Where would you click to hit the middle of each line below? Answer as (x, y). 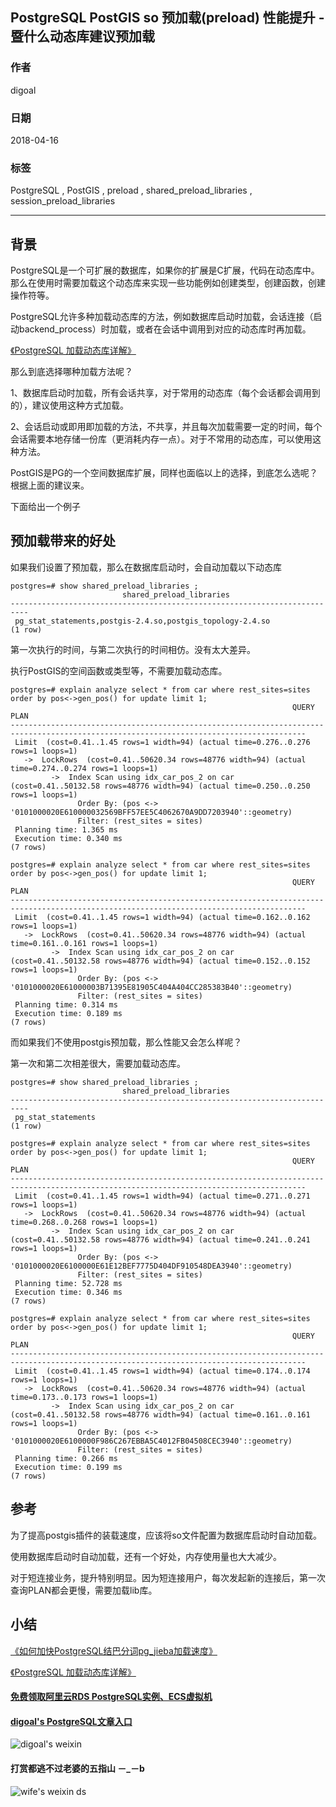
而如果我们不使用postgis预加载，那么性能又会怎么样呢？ (126, 1042)
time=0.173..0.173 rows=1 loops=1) (84, 1397)
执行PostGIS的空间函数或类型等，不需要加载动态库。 (119, 670)
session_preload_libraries (63, 201)
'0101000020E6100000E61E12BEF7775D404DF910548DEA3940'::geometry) (151, 1266)
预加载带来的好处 (63, 541)
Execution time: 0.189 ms (68, 1013)
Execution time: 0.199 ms (68, 1467)
